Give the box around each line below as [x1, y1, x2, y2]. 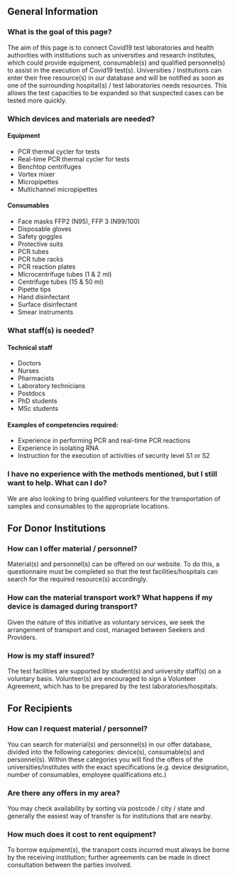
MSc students [17, 405, 59, 413]
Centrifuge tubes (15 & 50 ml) [17, 277, 104, 287]
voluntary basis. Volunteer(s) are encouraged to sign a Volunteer [7, 674, 197, 683]
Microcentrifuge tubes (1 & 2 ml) [17, 270, 112, 279]
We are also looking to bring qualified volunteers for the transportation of [7, 494, 221, 503]
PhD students [17, 397, 58, 405]
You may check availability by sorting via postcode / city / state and [7, 803, 205, 813]
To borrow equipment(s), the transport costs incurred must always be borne [7, 845, 230, 854]
